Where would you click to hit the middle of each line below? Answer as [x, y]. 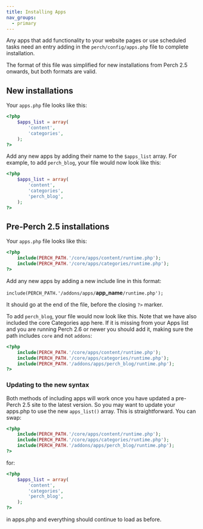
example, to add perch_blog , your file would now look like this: [84, 163]
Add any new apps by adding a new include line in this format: [84, 281]
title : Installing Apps [36, 12]
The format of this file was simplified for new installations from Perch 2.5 [97, 65]
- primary [24, 23]
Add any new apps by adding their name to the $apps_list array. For [92, 156]
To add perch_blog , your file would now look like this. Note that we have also [101, 316]
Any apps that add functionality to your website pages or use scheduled [96, 41]
